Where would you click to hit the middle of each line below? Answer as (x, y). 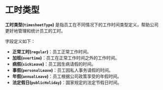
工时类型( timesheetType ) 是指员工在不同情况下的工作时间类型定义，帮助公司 (82, 25)
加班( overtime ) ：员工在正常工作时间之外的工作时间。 (66, 58)
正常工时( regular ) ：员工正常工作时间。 (52, 52)
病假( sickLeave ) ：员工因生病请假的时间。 (54, 64)
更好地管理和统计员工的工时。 (35, 30)
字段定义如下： (20, 41)
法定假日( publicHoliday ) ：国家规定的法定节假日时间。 (67, 82)
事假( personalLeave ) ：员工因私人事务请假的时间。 (63, 70)
